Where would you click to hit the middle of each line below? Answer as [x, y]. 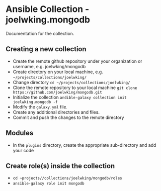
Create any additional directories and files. [56, 112]
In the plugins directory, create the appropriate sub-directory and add [84, 145]
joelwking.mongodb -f [35, 102]
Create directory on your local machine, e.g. [58, 72]
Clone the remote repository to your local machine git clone [75, 88]
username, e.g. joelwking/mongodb [49, 66]
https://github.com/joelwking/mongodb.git [57, 92]
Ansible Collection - [47, 9]
